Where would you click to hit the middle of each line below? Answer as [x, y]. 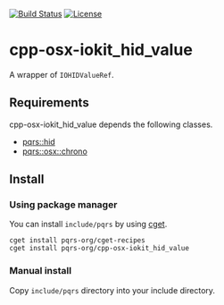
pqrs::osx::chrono [54, 151]
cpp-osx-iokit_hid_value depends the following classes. [111, 124]
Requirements [49, 103]
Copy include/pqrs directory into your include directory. [112, 290]
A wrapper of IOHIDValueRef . [62, 74]
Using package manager [63, 205]
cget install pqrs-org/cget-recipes [77, 241]
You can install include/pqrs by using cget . [88, 225]
